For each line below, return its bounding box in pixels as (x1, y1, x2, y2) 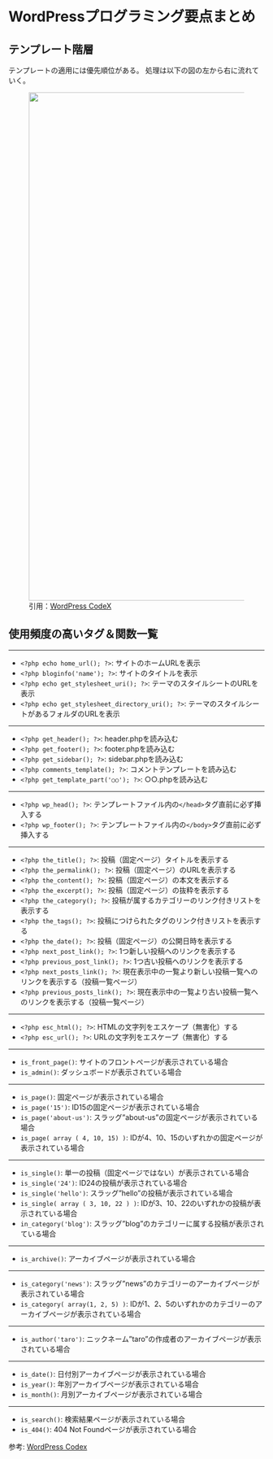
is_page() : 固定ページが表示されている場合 (19, 1091, 164, 1102)
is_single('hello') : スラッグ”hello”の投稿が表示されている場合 (19, 1188, 233, 1198)
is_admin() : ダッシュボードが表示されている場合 (19, 1067, 182, 1077)
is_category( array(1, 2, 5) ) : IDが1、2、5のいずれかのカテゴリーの (19, 1299, 256, 1309)
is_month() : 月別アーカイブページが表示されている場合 (19, 1389, 203, 1399)
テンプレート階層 (8, 42, 94, 56)
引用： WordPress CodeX (28, 601, 112, 611)
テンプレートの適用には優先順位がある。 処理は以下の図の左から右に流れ (8, 66, 253, 75)
